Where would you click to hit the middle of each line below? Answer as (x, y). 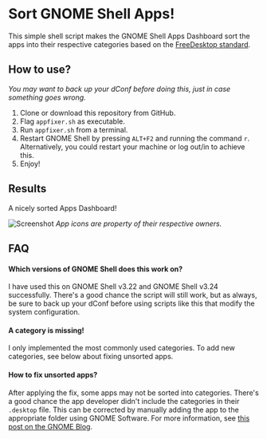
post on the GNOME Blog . (51, 426)
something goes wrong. (47, 97)
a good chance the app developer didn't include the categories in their (124, 401)
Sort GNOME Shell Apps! (92, 14)
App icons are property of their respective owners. (139, 223)
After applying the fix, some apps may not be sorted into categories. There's (133, 393)
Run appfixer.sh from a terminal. (74, 129)
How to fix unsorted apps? (53, 374)
